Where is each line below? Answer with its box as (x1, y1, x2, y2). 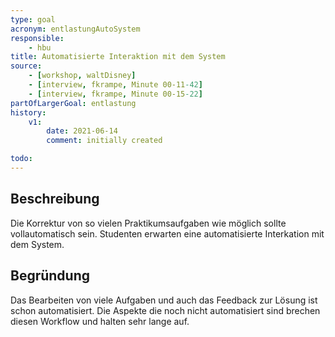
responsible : (10, 33, 65, 43)
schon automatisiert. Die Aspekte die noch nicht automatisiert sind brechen (10, 304, 321, 316)
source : (10, 61, 43, 71)
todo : (10, 154, 33, 164)
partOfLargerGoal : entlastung (10, 98, 137, 108)
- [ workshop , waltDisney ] (28, 71, 137, 81)
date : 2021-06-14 (46, 126, 118, 136)
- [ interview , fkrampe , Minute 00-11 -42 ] (28, 80, 203, 90)
